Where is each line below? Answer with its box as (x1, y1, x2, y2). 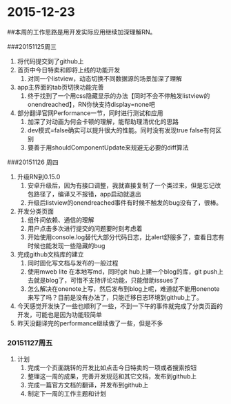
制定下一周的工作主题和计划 (27, 390, 107, 398)
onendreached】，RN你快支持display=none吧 (27, 100, 155, 108)
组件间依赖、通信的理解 (27, 215, 94, 224)
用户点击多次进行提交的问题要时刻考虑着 (27, 224, 143, 232)
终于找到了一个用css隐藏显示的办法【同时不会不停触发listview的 (27, 91, 210, 100)
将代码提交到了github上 (17, 57, 84, 65)
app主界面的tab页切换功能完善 (17, 83, 104, 91)
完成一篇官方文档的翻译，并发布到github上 (27, 381, 149, 390)
